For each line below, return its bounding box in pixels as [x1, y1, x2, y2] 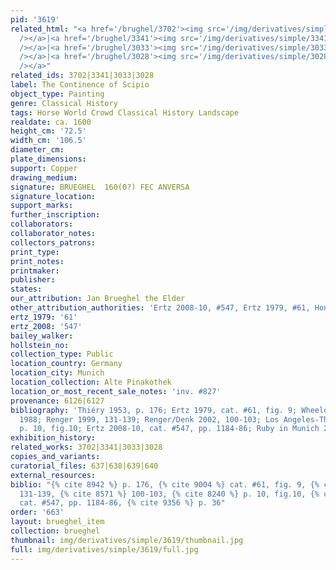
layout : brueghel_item [10, 517, 105, 527]
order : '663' [10, 507, 65, 518]
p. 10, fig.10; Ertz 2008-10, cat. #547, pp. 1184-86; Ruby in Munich [19, 424, 320, 434]
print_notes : [10, 256, 65, 266]
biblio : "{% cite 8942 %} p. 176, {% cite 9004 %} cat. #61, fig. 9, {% [10, 479, 320, 490]
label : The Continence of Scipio [10, 80, 150, 90]
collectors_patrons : [10, 237, 97, 248]
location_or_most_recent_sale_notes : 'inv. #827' [10, 386, 222, 396]
